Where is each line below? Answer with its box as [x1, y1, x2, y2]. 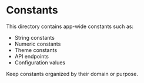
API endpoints [14, 53, 49, 60]
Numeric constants [14, 40, 61, 47]
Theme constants [14, 46, 58, 53]
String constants [14, 34, 55, 41]
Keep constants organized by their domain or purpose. [6, 70, 138, 77]
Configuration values [14, 59, 66, 66]
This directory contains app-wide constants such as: [6, 23, 134, 30]
